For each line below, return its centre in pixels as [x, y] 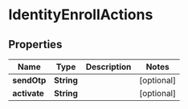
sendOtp [29, 80]
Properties [35, 44]
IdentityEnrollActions [81, 15]
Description [108, 67]
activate [28, 93]
